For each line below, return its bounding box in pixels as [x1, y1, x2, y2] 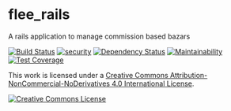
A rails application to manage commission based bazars [8, 31, 191, 41]
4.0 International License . [112, 79, 195, 88]
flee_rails [8, 6, 70, 24]
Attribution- [169, 70, 208, 80]
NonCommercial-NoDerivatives [8, 79, 111, 88]
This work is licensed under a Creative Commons [8, 70, 169, 80]
